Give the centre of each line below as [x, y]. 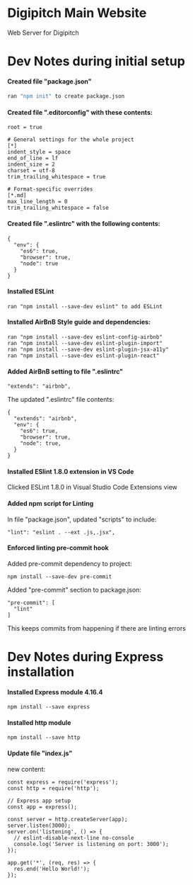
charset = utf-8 [31, 171]
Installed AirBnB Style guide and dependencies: [79, 322]
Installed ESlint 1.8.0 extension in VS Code [71, 471]
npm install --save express [49, 707]
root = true [25, 128]
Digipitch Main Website [77, 13]
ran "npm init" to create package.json [66, 96]
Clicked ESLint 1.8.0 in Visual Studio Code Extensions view [93, 487]
